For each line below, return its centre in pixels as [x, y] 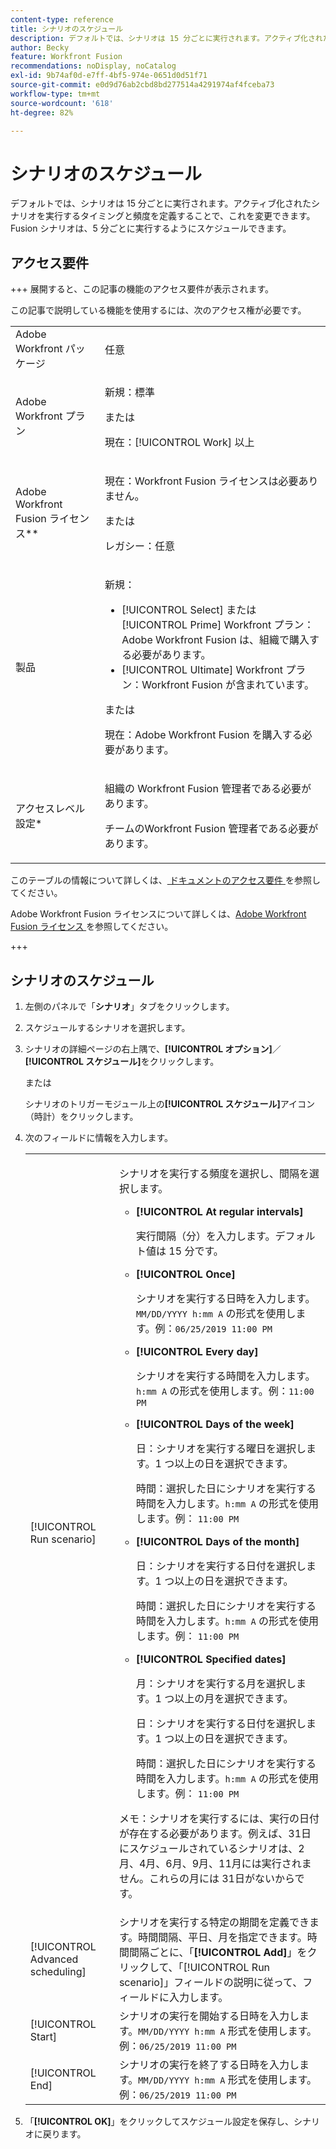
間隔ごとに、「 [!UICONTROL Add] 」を [218, 1952]
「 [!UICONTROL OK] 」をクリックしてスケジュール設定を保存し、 [159, 2121]
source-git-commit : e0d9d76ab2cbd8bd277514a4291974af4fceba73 [142, 85]
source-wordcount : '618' [62, 103]
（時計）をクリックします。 [81, 1116]
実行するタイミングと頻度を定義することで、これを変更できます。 [180, 216]
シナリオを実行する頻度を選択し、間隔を [214, 1173]
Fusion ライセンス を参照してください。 [92, 927]
